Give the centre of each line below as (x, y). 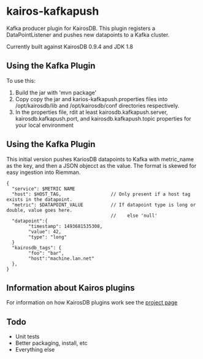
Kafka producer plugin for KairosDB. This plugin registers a (81, 28)
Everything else (35, 350)
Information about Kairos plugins (71, 288)
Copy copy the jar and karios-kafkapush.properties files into (91, 99)
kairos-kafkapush (53, 11)
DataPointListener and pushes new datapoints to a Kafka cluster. (88, 34)
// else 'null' (134, 216)
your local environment (44, 125)
